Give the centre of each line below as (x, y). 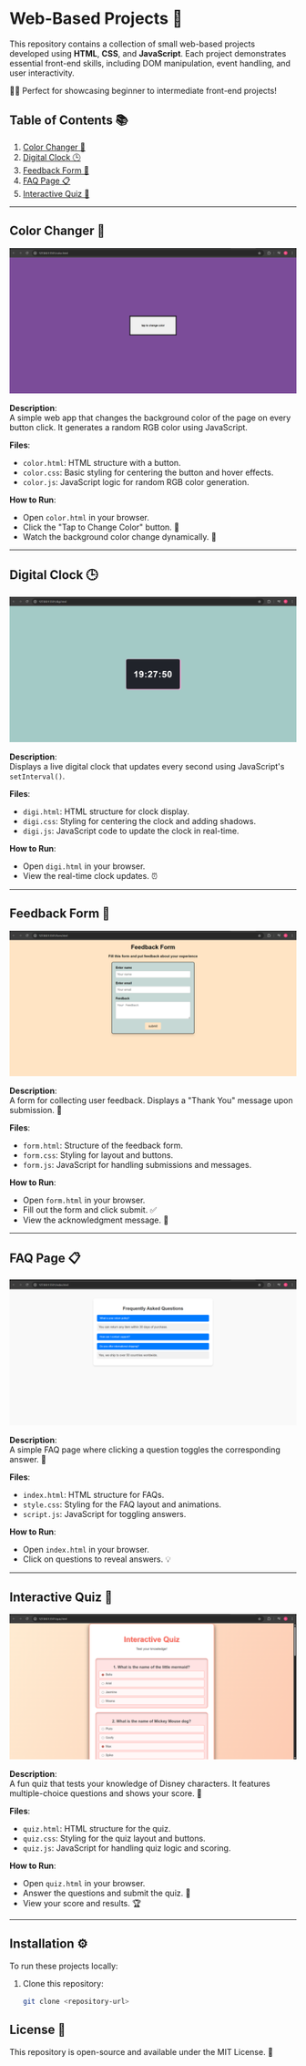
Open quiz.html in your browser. (84, 1884)
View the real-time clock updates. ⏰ (90, 875)
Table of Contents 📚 (69, 121)
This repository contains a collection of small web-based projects (133, 44)
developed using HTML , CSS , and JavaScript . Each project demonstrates (148, 53)
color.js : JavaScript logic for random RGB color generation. (136, 482)
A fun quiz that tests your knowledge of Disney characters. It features (140, 1784)
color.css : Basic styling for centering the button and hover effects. (148, 472)
